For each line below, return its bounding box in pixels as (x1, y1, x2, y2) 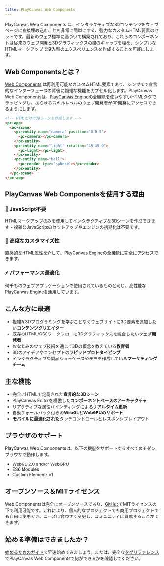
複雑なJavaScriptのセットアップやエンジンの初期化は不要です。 (14, 224, 142, 230)
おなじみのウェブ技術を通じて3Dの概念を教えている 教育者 (12, 343, 130, 349)
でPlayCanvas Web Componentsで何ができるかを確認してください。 (5, 555, 143, 562)
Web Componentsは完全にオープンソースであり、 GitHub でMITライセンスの (5, 501, 157, 507)
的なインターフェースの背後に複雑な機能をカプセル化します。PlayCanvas (5, 88, 153, 94)
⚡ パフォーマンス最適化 (5, 269, 60, 276)
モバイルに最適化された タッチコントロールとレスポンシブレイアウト (12, 415, 150, 422)
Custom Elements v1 (12, 472, 53, 478)
